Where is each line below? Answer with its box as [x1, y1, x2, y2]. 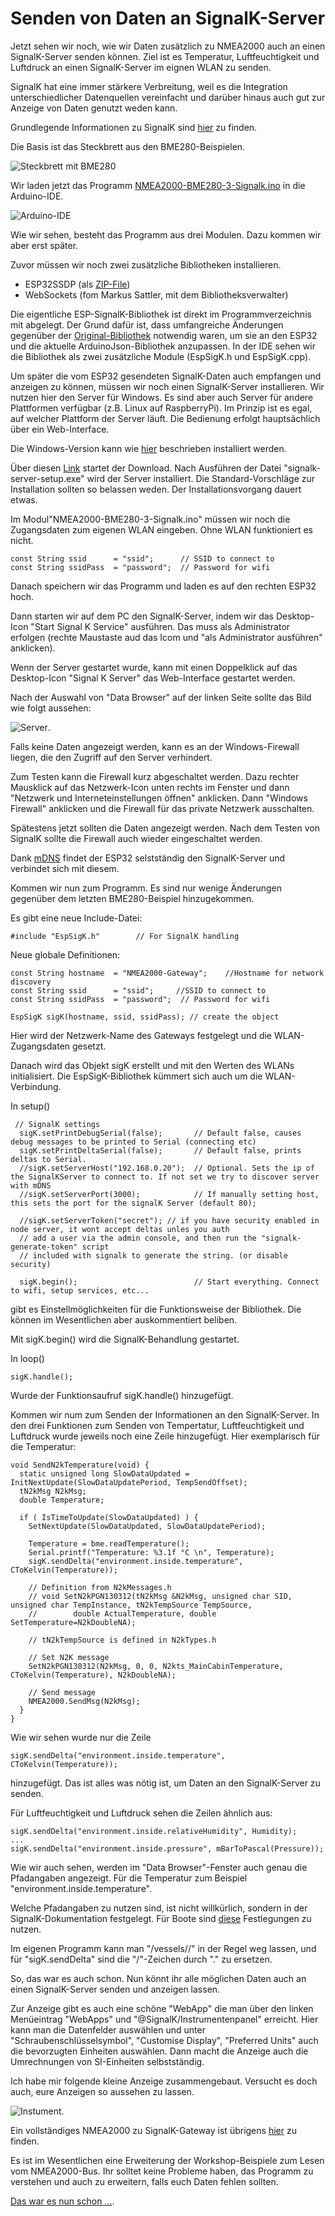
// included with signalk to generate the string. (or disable [19, 1250, 288, 1261]
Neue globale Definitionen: [10, 948, 121, 961]
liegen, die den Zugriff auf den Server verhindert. [10, 751, 213, 763]
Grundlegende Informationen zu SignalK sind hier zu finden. [10, 121, 258, 133]
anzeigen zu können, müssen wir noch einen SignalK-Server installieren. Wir [10, 380, 325, 392]
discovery [10, 977, 52, 987]
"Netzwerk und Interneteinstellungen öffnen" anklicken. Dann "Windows [10, 792, 308, 804]
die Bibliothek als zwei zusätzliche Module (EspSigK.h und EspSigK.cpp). [10, 350, 312, 362]
